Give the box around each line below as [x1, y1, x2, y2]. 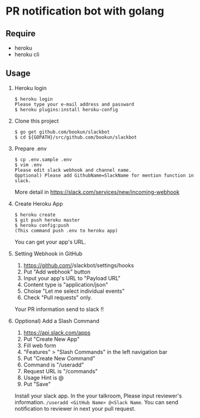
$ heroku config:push [14, 222, 69, 228]
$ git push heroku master [14, 217, 80, 223]
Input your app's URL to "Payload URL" [23, 274, 121, 282]
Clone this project [14, 117, 59, 125]
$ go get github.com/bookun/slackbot [14, 129, 110, 135]
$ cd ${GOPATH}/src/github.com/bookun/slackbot [14, 134, 137, 140]
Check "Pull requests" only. [23, 293, 92, 301]
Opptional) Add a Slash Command [14, 317, 99, 324]
